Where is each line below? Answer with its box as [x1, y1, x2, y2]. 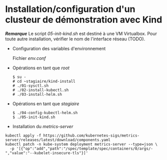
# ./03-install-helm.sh [12, 92, 62, 97]
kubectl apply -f [5, 133, 41, 138]
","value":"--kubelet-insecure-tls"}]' [5, 151, 88, 156]
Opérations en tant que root [12, 65, 70, 71]
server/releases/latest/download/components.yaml [5, 137, 111, 143]
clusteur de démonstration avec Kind [5, 14, 162, 25]
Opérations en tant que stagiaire [12, 101, 79, 107]
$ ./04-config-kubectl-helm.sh [12, 110, 78, 115]
